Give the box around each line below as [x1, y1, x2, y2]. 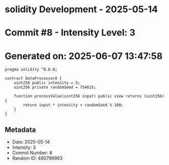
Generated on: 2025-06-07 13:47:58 [5, 50, 163, 62]
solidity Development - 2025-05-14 [5, 4, 158, 15]
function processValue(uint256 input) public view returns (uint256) [14, 94, 165, 99]
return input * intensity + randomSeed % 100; [23, 103, 124, 108]
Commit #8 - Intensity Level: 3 [5, 27, 135, 39]
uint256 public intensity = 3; [14, 80, 80, 86]
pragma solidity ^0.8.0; [5, 67, 58, 72]
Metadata [5, 125, 36, 134]
